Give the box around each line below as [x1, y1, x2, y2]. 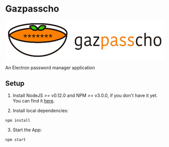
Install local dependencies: [12, 108, 69, 114]
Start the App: [12, 127, 42, 133]
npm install [5, 118, 30, 123]
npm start [5, 137, 26, 142]
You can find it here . [12, 98, 55, 104]
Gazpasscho [5, 3, 59, 15]
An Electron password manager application [5, 64, 95, 71]
